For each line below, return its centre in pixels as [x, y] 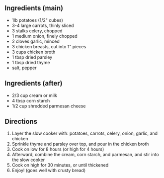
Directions [21, 122]
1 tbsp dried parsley [32, 57]
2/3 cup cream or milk [35, 95]
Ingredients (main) [34, 8]
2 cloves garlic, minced [36, 41]
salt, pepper [24, 68]
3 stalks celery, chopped [37, 31]
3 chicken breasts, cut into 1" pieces [49, 46]
